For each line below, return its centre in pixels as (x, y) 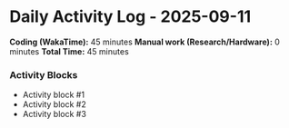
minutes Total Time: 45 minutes (69, 51)
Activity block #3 (54, 114)
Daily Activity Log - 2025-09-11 (130, 17)
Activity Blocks (44, 74)
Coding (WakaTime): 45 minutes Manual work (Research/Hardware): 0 (144, 42)
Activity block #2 (54, 104)
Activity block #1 (53, 95)
